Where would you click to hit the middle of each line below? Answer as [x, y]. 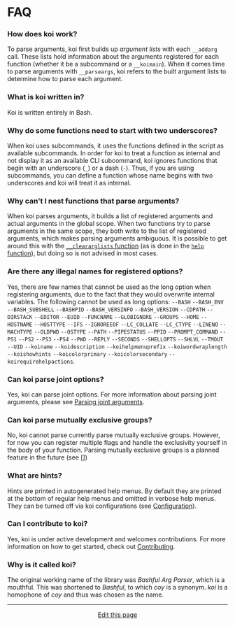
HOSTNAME [20, 325]
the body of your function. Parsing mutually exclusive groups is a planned [113, 450]
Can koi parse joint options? [56, 379]
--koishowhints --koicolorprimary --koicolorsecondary [87, 354]
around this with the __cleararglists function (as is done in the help [106, 246]
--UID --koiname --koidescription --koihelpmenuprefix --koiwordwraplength [117, 347]
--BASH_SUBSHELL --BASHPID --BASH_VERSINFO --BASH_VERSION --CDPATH [106, 310]
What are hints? [35, 476]
